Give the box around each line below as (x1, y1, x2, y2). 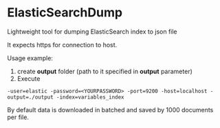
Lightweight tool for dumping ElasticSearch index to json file (7, 27, 177, 36)
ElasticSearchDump (7, 5, 122, 21)
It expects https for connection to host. (7, 40, 118, 49)
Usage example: (7, 53, 54, 62)
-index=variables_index (56, 94, 125, 101)
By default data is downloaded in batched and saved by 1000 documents (7, 105, 214, 114)
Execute (16, 74, 41, 83)
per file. (7, 113, 30, 121)
